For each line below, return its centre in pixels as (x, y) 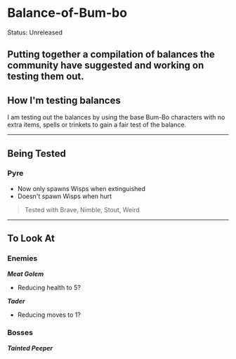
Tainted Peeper (30, 348)
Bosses (20, 333)
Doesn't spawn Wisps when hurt (65, 196)
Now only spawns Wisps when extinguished (81, 188)
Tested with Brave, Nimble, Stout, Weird (82, 209)
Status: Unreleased (35, 32)
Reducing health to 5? (49, 287)
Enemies (22, 259)
